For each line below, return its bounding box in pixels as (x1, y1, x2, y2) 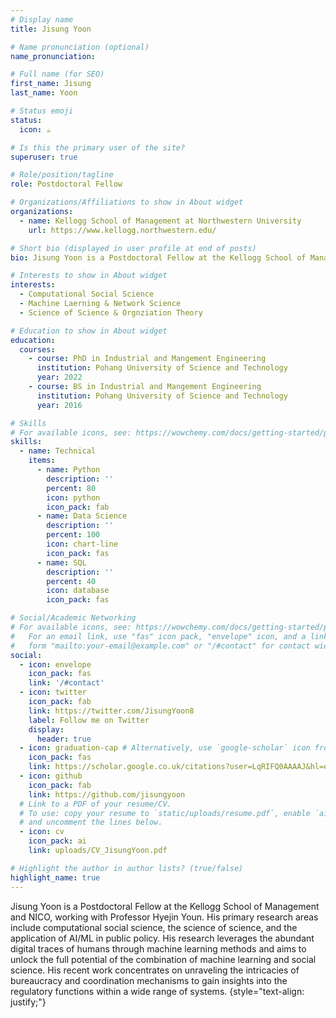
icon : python (46, 492, 101, 503)
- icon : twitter (19, 687, 87, 698)
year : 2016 (36, 400, 83, 410)
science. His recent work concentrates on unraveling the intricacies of (10, 964, 300, 976)
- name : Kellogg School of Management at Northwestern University (19, 216, 302, 226)
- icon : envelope (19, 659, 92, 670)
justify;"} (10, 996, 47, 1008)
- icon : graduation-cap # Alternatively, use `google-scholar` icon (19, 743, 311, 753)
